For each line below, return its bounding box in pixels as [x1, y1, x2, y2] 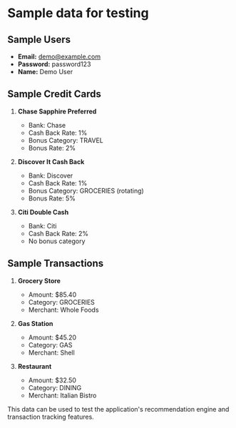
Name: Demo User [17, 68, 73, 76]
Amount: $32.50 [28, 376, 77, 384]
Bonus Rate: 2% [28, 143, 76, 152]
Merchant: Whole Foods [28, 305, 99, 314]
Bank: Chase [28, 121, 66, 129]
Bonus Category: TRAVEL [28, 136, 103, 144]
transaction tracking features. [7, 412, 94, 421]
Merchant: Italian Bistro [28, 391, 97, 399]
